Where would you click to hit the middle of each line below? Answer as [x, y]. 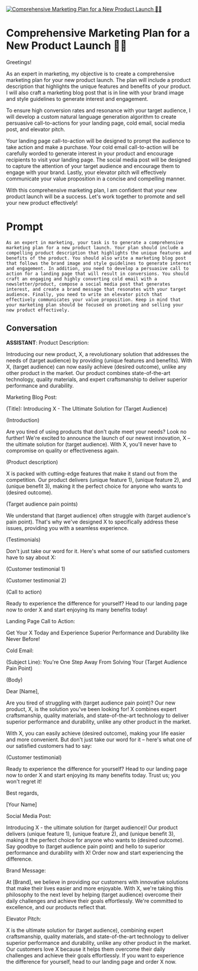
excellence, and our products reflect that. [56, 907]
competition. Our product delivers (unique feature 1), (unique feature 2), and [99, 480]
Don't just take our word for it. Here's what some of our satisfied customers [98, 551]
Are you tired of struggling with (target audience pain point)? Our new [91, 703]
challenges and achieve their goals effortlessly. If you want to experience [95, 955]
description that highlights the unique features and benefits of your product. [99, 86]
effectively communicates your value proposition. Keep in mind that [94, 300]
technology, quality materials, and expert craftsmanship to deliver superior [97, 379]
